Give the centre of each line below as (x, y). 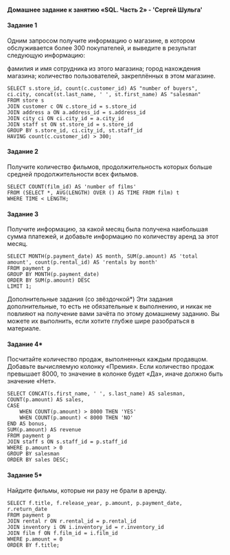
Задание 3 (23, 214)
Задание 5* (25, 475)
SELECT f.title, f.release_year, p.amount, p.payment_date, (95, 503)
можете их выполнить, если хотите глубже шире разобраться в (101, 321)
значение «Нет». (32, 381)
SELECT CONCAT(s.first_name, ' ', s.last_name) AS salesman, (96, 394)
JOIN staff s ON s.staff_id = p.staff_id (67, 442)
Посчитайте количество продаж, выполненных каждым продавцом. (107, 359)
